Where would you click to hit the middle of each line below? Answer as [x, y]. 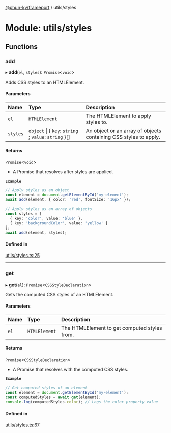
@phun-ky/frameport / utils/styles [41, 7]
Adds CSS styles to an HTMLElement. [45, 82]
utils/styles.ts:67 [22, 425]
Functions [22, 47]
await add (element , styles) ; [36, 233]
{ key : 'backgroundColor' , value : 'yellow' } [59, 223]
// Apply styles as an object [37, 190]
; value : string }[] [49, 137]
